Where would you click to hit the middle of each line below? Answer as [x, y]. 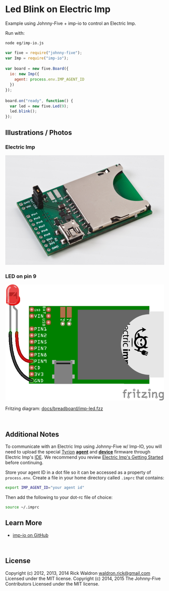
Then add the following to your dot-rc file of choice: [59, 497]
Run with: [15, 33]
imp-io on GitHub [31, 535]
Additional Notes [32, 434]
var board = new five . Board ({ [37, 69]
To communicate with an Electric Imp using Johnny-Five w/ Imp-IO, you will [84, 446]
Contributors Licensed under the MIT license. [52, 584]
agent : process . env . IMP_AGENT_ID [49, 79]
